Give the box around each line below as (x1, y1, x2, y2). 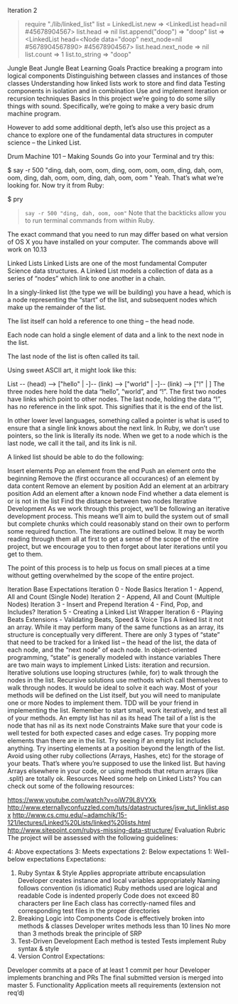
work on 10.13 (7, 245, 48, 254)
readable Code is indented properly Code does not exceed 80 (17, 891, 200, 900)
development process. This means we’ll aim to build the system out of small (7, 512, 229, 520)
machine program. (7, 110, 62, 118)
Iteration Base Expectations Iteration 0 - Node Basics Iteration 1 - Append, (7, 585, 224, 594)
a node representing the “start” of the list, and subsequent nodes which (7, 296, 217, 304)
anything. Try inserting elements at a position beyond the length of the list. (7, 744, 225, 752)
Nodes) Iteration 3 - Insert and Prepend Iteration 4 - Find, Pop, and (7, 600, 203, 609)
